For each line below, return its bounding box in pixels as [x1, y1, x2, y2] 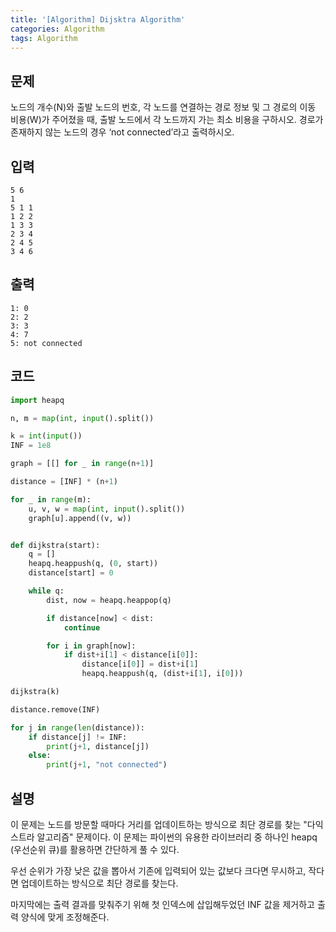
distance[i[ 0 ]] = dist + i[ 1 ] [81, 659, 199, 670]
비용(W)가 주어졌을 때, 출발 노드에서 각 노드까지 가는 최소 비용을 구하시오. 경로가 [10, 114, 324, 126]
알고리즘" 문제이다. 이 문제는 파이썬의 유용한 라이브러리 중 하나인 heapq [36, 831, 318, 843]
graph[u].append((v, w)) [28, 513, 132, 523]
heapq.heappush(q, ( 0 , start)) [28, 559, 159, 569]
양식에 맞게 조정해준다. [20, 911, 110, 923]
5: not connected [10, 338, 83, 348]
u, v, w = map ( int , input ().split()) [28, 504, 186, 514]
